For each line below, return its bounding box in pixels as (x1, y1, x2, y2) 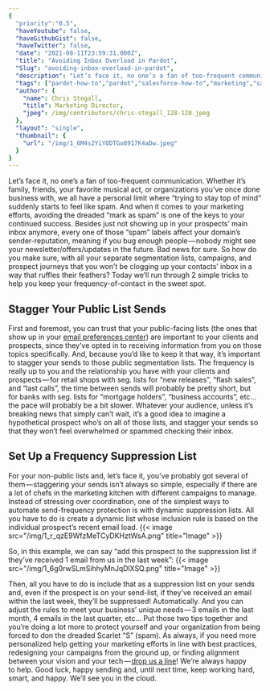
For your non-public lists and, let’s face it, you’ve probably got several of (8, 470, 248, 480)
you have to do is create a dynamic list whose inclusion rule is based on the (8, 513, 259, 523)
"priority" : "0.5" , (15, 19, 78, 27)
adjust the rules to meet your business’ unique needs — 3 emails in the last (8, 605, 254, 614)
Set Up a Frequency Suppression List (8, 449, 197, 463)
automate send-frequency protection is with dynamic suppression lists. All (8, 505, 255, 515)
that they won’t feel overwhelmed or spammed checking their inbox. (8, 426, 235, 436)
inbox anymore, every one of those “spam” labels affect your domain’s (8, 227, 241, 238)
